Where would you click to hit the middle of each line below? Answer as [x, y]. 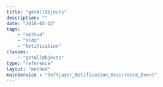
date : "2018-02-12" [31, 23]
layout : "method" [28, 69]
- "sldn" [28, 40]
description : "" [27, 18]
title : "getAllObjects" [37, 12]
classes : [17, 52]
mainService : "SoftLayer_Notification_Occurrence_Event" [82, 75]
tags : [13, 29]
